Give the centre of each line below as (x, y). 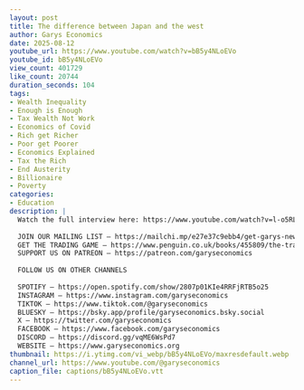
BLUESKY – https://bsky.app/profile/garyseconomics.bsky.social (141, 312)
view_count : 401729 (46, 69)
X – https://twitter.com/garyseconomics (95, 321)
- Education (32, 203)
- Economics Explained (52, 152)
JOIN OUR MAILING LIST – (64, 236)
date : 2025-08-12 (42, 43)
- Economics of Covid (50, 128)
